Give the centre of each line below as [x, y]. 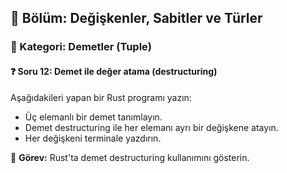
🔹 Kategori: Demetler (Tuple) [81, 47]
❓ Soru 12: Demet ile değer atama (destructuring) [114, 71]
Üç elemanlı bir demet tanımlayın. [93, 117]
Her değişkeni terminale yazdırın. [93, 138]
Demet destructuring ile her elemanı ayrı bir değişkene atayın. [151, 127]
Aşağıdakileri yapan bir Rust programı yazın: [101, 97]
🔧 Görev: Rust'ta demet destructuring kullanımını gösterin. [130, 157]
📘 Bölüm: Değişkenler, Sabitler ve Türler [136, 18]
